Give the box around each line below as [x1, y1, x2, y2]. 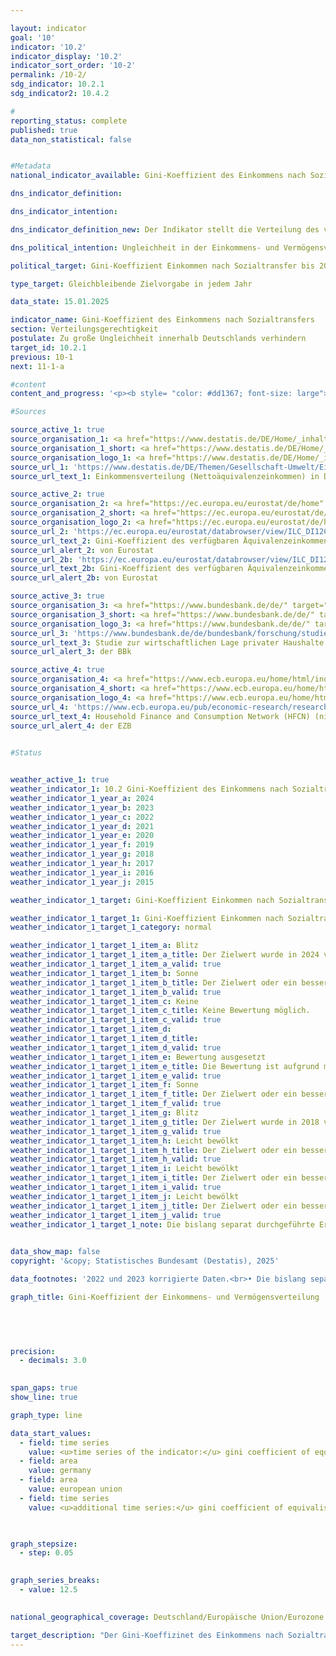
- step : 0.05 [19, 1548, 74, 1558]
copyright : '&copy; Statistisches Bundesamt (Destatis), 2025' [10, 1256, 280, 1266]
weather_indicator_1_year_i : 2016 [10, 867, 155, 878]
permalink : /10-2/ [10, 70, 87, 80]
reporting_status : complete [10, 116, 128, 126]
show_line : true [10, 1392, 78, 1402]
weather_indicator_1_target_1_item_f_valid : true [10, 1099, 222, 1109]
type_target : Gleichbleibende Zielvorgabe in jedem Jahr [10, 279, 253, 289]
